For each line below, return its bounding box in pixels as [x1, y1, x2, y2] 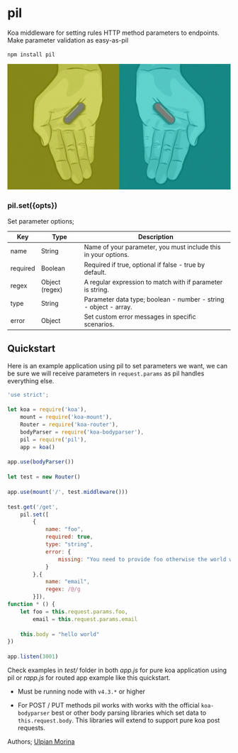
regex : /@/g [45, 586, 81, 593]
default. [84, 268, 106, 276]
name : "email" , [45, 578, 91, 586]
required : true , [45, 534, 93, 541]
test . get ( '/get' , [7, 503, 59, 510]
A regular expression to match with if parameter [84, 277, 223, 286]
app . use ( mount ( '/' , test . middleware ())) [7, 488, 129, 495]
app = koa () [20, 444, 55, 451]
